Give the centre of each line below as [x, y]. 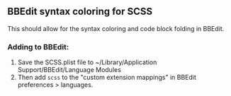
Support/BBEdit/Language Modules [69, 70]
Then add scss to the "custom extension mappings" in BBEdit [107, 78]
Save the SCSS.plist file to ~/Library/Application [87, 62]
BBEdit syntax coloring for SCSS [80, 12]
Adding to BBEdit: [38, 47]
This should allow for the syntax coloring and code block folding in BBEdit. [116, 28]
